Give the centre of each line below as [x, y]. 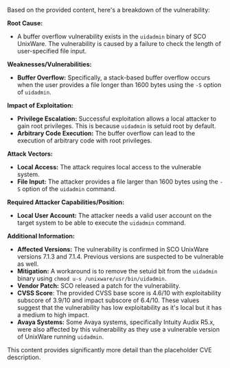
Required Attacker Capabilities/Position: [66, 202]
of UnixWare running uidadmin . [60, 336]
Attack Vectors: [30, 154]
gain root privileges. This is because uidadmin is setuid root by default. [116, 126]
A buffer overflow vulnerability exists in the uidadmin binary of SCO [112, 36]
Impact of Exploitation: [40, 105]
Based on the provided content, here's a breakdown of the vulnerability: [109, 10]
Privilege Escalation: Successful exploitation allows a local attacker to [117, 119]
